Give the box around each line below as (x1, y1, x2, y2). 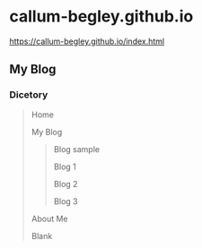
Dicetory (9, 89, 48, 101)
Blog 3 (53, 195, 78, 207)
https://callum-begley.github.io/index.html (9, 36, 164, 47)
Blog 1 (53, 161, 76, 172)
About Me (31, 213, 69, 224)
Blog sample (53, 143, 101, 154)
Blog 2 (53, 178, 78, 189)
